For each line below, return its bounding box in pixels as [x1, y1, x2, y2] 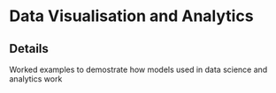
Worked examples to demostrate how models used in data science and [9, 64, 268, 75]
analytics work [9, 74, 63, 84]
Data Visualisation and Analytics [9, 6, 254, 26]
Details [9, 41, 49, 56]
